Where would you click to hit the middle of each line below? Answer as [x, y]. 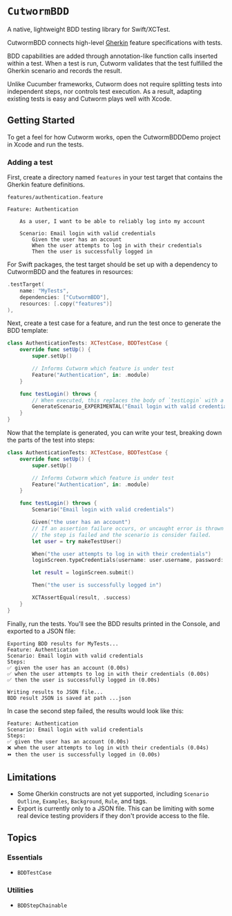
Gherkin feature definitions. [46, 185]
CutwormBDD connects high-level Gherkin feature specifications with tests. [115, 42]
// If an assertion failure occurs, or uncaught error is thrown [128, 528]
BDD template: [28, 331]
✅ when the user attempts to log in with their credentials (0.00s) [108, 674]
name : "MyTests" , [45, 291]
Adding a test [30, 162]
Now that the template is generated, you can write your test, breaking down [115, 433]
